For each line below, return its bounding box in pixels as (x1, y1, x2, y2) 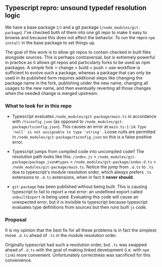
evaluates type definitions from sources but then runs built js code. (12, 204, 147, 210)
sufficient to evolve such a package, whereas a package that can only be (5, 70, 151, 76)
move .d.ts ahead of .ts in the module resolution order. (5, 233, 117, 238)
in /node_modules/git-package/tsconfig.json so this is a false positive (12, 134, 152, 140)
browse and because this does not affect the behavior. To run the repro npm (5, 34, 155, 40)
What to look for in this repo (5, 102, 72, 109)
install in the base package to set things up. (5, 40, 96, 46)
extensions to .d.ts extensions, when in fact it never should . (12, 174, 134, 180)
